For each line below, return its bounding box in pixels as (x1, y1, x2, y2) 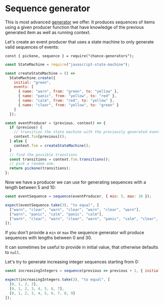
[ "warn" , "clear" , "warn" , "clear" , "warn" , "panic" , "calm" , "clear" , (9, 216, 159, 221)
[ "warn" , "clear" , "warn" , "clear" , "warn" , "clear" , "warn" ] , (9, 207, 141, 212)
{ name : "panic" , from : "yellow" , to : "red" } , (18, 94, 117, 99)
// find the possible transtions (9, 152, 78, 157)
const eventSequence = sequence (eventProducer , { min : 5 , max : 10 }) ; (5, 194, 152, 199)
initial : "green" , (14, 80, 51, 85)
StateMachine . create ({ (9, 75, 56, 81)
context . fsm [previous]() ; (14, 134, 67, 139)
